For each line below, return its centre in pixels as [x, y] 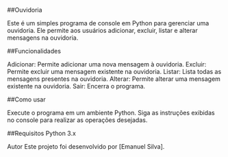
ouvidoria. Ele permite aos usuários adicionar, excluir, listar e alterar [102, 31]
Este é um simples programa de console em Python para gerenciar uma [108, 23]
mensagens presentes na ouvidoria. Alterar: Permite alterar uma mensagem [114, 79]
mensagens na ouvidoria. [43, 38]
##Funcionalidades [34, 51]
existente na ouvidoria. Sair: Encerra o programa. [76, 86]
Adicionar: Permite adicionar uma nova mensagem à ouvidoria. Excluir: [107, 64]
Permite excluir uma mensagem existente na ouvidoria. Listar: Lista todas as [114, 72]
